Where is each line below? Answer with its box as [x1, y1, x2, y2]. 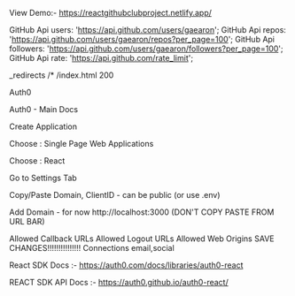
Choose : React [9, 156, 66, 166]
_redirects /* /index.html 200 [9, 70, 114, 80]
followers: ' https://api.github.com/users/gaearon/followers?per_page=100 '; [9, 43, 283, 54]
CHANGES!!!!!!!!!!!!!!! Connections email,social [9, 243, 175, 253]
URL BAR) [9, 216, 46, 226]
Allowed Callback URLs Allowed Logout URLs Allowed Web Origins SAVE [9, 233, 275, 244]
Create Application [9, 121, 78, 132]
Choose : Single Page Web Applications [9, 139, 154, 148]
